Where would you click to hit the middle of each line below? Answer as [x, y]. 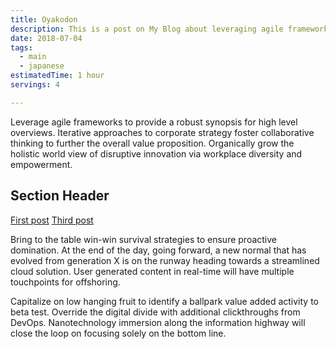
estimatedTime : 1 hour [57, 76]
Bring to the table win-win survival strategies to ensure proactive [143, 239]
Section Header [60, 196]
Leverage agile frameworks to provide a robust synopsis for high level [154, 122]
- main [33, 57]
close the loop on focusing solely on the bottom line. [118, 333]
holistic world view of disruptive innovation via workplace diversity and [156, 153]
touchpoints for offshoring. [65, 282]
